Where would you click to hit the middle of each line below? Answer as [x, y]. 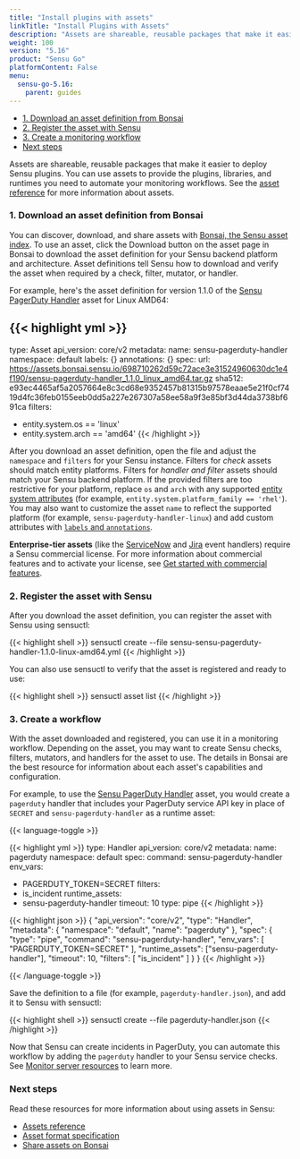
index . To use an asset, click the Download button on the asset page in [139, 244]
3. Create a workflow [55, 719]
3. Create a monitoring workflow [81, 137]
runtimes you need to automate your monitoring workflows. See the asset [144, 183]
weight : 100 [31, 43]
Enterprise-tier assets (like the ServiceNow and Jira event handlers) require [150, 544]
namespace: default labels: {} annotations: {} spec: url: [110, 359]
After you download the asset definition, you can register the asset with [141, 615]
